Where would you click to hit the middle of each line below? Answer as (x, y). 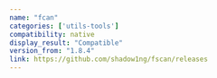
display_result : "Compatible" (66, 43)
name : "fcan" (34, 17)
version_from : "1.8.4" (52, 51)
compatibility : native (52, 34)
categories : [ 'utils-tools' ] (64, 26)
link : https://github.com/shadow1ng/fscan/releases (108, 59)
